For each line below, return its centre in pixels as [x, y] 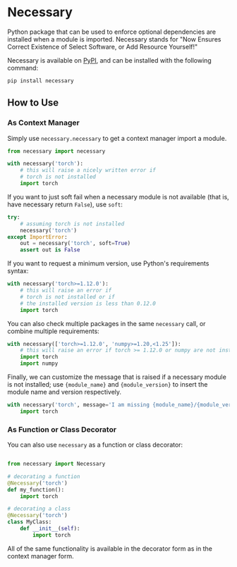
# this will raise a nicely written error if [88, 170]
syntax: [18, 271]
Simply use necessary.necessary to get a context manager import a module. [117, 138]
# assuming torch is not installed [72, 224]
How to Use [33, 103]
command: [23, 68]
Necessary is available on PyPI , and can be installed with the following [109, 60]
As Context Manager [43, 123]
